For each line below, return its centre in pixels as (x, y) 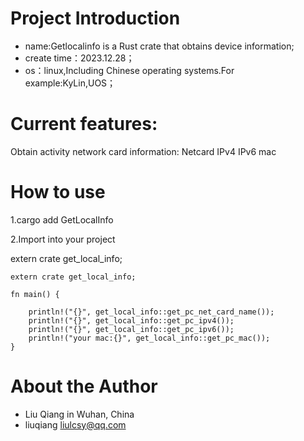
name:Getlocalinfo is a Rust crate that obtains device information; (159, 46)
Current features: (84, 124)
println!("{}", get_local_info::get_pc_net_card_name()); (151, 312)
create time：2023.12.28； (79, 58)
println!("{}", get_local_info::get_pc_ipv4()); (131, 320)
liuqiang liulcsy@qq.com (75, 424)
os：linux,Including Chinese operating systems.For (129, 70)
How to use (58, 192)
